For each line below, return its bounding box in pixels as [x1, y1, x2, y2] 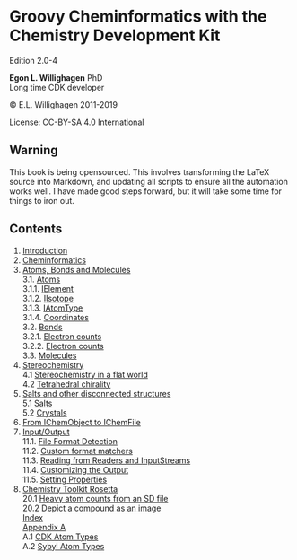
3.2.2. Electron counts [22, 340, 105, 351]
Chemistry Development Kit [9, 25, 221, 46]
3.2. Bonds [22, 321, 63, 332]
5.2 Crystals [22, 407, 67, 418]
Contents [9, 222, 63, 237]
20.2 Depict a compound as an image [22, 503, 162, 513]
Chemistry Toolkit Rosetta [22, 483, 118, 494]
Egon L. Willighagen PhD [9, 72, 103, 83]
